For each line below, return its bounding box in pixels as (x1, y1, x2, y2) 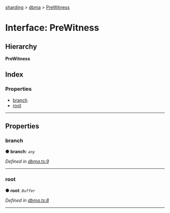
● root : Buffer (5, 187, 35, 193)
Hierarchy (5, 42, 37, 51)
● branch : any (5, 149, 35, 155)
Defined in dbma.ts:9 (5, 158, 49, 164)
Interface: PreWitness (5, 22, 100, 33)
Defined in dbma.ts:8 (5, 197, 49, 203)
